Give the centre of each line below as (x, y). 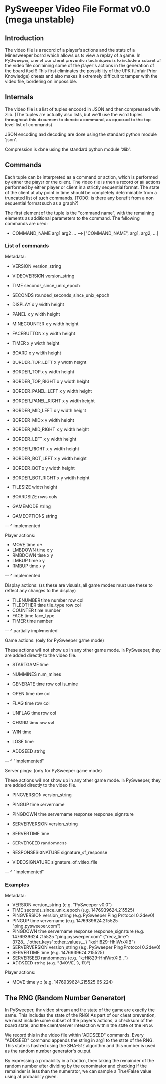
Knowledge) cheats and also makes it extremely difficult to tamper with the (81, 76)
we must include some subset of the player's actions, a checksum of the (79, 1021)
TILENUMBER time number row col (48, 600)
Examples (17, 885)
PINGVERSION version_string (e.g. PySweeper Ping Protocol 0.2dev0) (83, 915)
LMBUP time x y (29, 560)
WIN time (22, 732)
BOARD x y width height (37, 353)
